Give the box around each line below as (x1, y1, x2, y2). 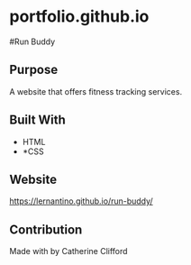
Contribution (9, 222, 83, 237)
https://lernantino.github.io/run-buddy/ (9, 196, 153, 206)
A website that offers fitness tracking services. (9, 86, 183, 96)
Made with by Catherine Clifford (9, 246, 128, 257)
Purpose (9, 62, 59, 78)
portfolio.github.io (9, 6, 150, 27)
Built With (9, 113, 66, 128)
